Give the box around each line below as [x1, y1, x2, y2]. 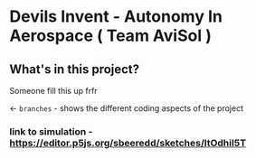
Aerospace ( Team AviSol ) [9, 25, 213, 46]
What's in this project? [9, 61, 140, 77]
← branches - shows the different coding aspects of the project [9, 103, 244, 114]
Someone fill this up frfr [9, 86, 98, 96]
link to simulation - [9, 125, 93, 137]
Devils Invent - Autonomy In [9, 6, 223, 27]
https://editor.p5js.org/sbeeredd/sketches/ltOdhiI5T [9, 136, 247, 149]
